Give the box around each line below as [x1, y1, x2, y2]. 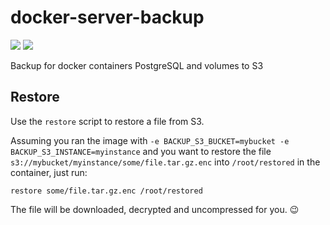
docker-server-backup [10, 6, 205, 29]
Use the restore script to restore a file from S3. [10, 115, 205, 127]
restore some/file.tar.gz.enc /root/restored [10, 186, 203, 196]
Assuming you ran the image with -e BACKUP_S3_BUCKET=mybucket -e [10, 134, 290, 146]
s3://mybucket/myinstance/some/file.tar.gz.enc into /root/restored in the [10, 156, 321, 168]
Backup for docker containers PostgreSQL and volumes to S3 [10, 59, 264, 71]
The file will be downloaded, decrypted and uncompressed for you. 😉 [10, 203, 300, 215]
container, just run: [10, 166, 88, 178]
